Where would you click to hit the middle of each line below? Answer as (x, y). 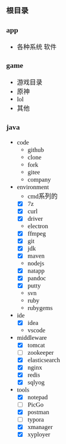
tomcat (37, 345)
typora (36, 420)
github (36, 150)
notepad (38, 397)
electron (38, 226)
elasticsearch (44, 360)
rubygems (40, 308)
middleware (32, 338)
